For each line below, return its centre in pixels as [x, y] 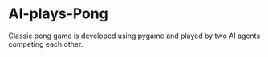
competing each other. [46, 44]
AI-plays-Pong [58, 14]
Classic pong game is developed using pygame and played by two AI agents [134, 36]
